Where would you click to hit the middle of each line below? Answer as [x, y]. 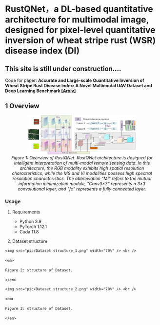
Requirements [26, 212]
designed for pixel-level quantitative [80, 30]
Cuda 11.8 [29, 232]
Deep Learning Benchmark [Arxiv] [40, 91]
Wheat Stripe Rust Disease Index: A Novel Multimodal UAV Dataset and [79, 86]
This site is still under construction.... [63, 68]
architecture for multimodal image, [77, 20]
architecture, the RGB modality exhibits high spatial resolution [82, 168]
